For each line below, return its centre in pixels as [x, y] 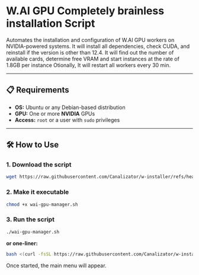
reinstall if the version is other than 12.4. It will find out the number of [90, 52]
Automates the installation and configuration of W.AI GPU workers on [90, 40]
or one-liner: [22, 243]
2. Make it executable [38, 192]
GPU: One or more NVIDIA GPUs [55, 113]
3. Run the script [31, 219]
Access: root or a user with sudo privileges [67, 120]
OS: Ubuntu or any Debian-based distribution [70, 107]
